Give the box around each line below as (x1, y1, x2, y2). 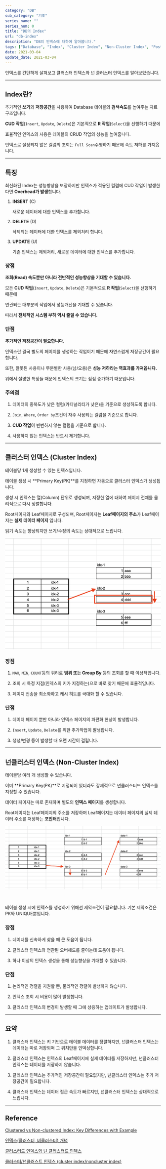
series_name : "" (5, 18, 39, 23)
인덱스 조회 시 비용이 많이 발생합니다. (12, 993, 84, 1000)
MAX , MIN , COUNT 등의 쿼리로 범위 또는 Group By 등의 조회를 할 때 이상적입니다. (12, 670, 161, 676)
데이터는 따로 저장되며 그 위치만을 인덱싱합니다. (12, 1045, 104, 1050)
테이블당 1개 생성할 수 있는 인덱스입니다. (5, 467, 83, 473)
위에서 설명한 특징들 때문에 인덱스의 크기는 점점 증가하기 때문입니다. (5, 375, 136, 381)
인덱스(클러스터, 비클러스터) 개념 (5, 1137, 68, 1143)
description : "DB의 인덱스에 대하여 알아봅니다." (5, 40, 96, 44)
